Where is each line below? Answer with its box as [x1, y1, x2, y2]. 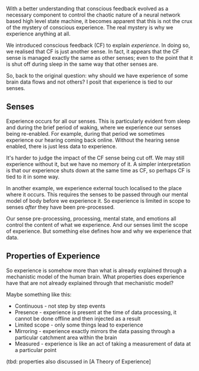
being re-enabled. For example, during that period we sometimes [6, 130, 165, 137]
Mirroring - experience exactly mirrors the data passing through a [14, 327, 175, 334]
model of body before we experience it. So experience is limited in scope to [6, 197, 191, 204]
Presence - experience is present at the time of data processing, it [14, 308, 176, 316]
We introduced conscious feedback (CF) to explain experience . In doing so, [6, 41, 191, 49]
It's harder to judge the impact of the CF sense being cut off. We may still [6, 154, 185, 161]
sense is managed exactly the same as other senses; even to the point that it [6, 55, 193, 61]
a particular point [14, 346, 57, 353]
